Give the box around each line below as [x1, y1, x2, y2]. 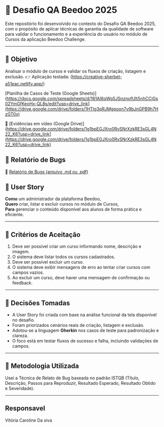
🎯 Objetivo [5, 55, 38, 63]
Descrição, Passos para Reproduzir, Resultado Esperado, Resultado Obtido [5, 380, 156, 386]
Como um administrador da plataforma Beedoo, [5, 196, 102, 202]
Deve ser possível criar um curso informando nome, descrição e [12, 243, 142, 249]
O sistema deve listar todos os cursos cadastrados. [12, 254, 116, 260]
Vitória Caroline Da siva [5, 417, 52, 423]
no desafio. [12, 317, 35, 323]
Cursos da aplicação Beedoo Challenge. [5, 36, 86, 42]
